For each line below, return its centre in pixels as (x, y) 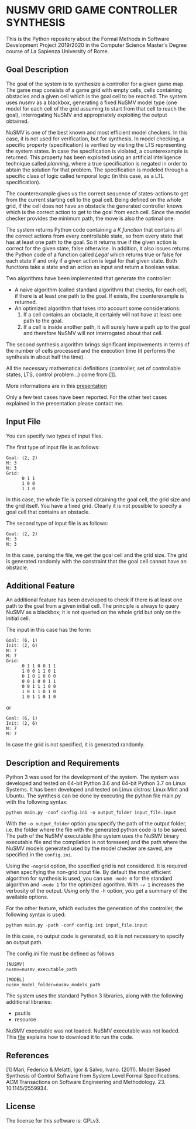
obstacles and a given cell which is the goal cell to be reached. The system (97, 96)
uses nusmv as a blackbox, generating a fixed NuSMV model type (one (92, 102)
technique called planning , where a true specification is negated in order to (97, 163)
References (27, 1056)
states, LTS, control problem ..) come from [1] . (61, 374)
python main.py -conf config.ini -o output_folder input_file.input (91, 813)
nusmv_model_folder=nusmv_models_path (53, 985)
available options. (27, 897)
